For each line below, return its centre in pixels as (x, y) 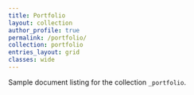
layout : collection (41, 23)
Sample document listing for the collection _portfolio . (97, 82)
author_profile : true (44, 30)
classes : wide (32, 60)
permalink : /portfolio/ (48, 38)
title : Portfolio (37, 15)
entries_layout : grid (44, 52)
